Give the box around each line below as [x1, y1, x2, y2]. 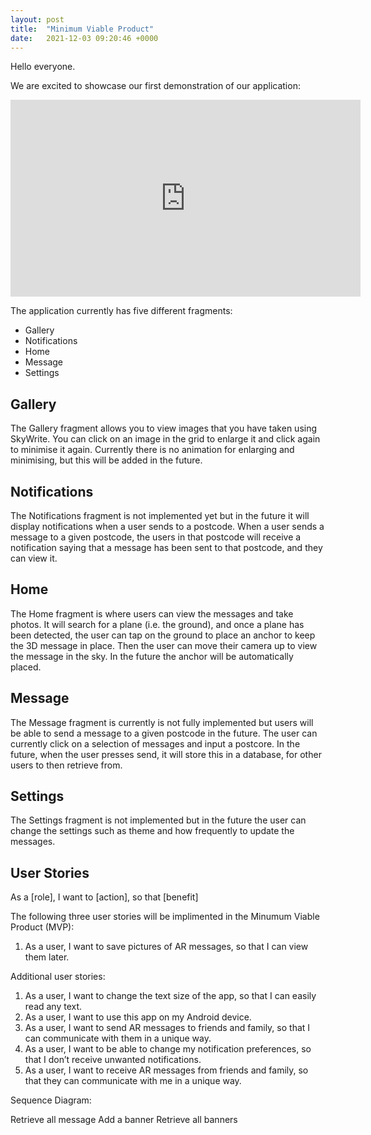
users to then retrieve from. [10, 759, 123, 771]
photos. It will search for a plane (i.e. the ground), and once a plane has [10, 618, 305, 630]
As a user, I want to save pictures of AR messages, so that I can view [24, 941, 309, 953]
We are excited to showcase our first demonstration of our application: [10, 80, 301, 92]
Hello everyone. [10, 61, 76, 73]
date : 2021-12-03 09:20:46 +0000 [10, 33, 159, 43]
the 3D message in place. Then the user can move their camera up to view [10, 639, 318, 651]
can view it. [10, 552, 58, 564]
